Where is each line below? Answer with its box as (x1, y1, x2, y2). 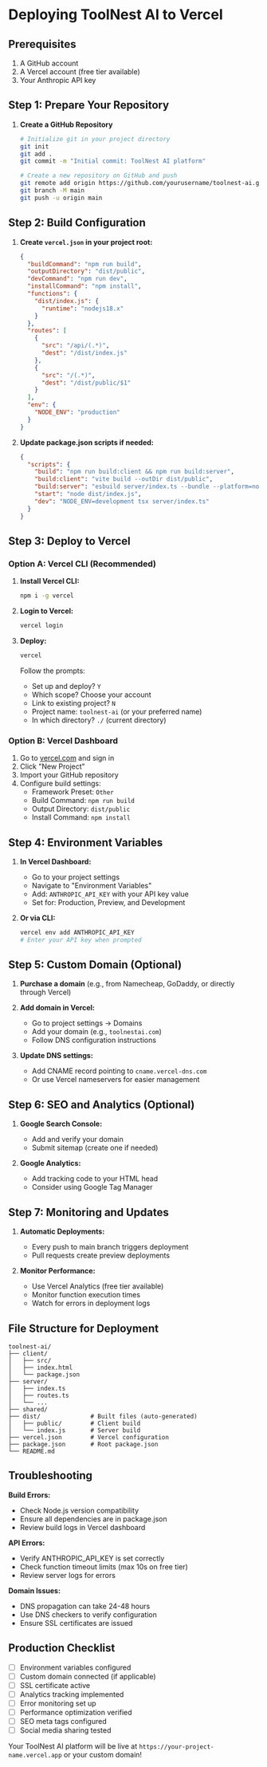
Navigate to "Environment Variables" (31, 880, 152, 890)
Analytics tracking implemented (19, 1689, 124, 1699)
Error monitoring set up (19, 1698, 96, 1708)
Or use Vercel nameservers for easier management (31, 1075, 200, 1084)
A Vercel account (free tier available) (19, 67, 141, 77)
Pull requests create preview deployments (31, 1250, 170, 1261)
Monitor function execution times (31, 1290, 141, 1300)
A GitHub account (19, 58, 79, 68)
